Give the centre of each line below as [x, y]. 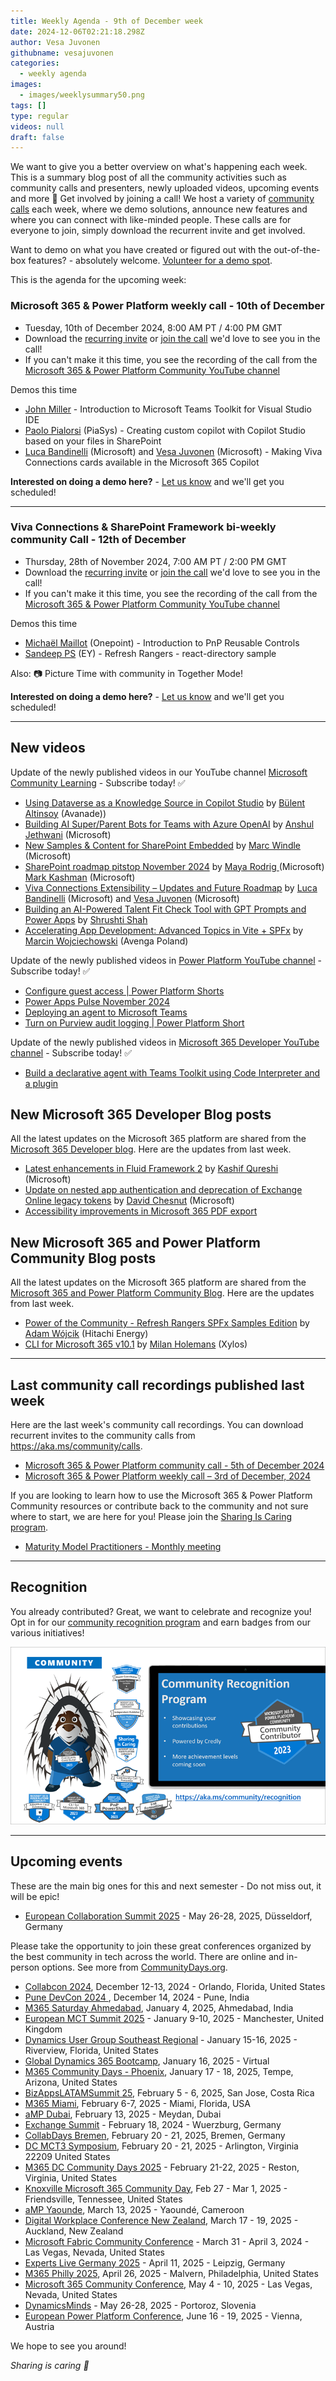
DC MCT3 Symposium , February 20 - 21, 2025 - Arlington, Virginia [161, 2146]
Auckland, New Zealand [74, 2231]
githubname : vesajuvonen [62, 53]
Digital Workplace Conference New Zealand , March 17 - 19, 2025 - [161, 2220]
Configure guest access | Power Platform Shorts [124, 991]
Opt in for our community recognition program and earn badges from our [160, 1622]
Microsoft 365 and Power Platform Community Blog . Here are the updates [162, 1293]
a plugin [41, 1083]
